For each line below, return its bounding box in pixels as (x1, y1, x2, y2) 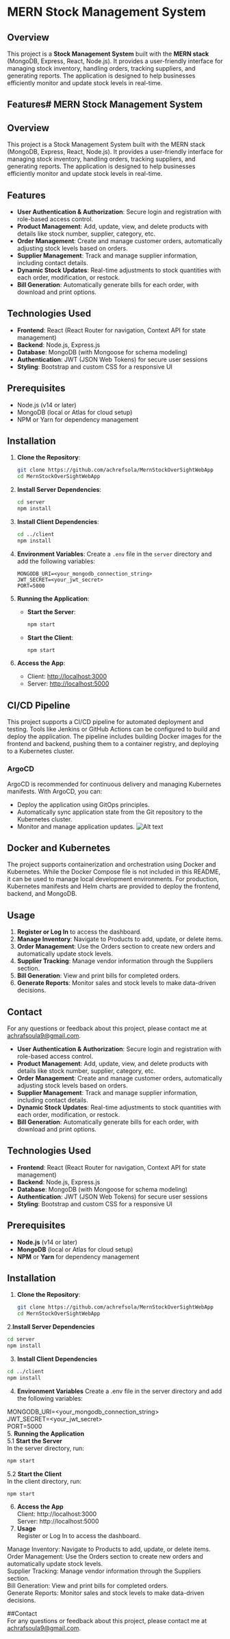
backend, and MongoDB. (7, 890, 77, 898)
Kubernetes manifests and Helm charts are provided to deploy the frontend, (7, 882, 220, 890)
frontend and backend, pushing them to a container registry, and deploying (7, 740, 219, 748)
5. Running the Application (7, 1429, 84, 1438)
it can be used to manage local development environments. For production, (7, 875, 219, 883)
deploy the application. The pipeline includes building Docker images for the (7, 732, 222, 741)
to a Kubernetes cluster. (7, 747, 75, 756)
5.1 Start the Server (7, 1436, 63, 1445)
